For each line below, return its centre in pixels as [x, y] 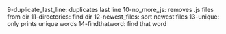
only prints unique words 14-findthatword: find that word [87, 24]
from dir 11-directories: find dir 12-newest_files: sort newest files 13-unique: [113, 17]
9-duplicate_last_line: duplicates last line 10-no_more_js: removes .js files [111, 10]
